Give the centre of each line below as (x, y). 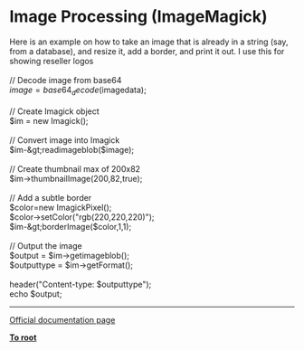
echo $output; (36, 294)
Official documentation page (62, 319)
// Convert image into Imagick (65, 140)
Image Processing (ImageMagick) (139, 17)
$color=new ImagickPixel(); (61, 207)
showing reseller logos (52, 61)
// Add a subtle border (51, 197)
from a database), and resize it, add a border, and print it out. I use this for (147, 51)
